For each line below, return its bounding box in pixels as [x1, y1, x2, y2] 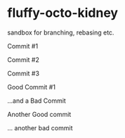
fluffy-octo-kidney [7, 5, 118, 21]
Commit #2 [7, 55, 40, 64]
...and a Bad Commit [7, 96, 67, 105]
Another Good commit [7, 110, 72, 118]
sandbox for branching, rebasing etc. [7, 28, 114, 37]
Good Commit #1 [7, 82, 56, 91]
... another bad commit [7, 123, 73, 132]
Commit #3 [7, 69, 40, 77]
